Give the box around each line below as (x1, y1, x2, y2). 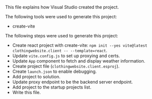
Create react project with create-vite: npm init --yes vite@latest (12, 42, 148, 48)
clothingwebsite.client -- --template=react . (12, 48, 108, 53)
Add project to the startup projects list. (12, 84, 92, 90)
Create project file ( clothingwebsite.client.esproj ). (12, 64, 120, 69)
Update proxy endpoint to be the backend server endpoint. (12, 79, 133, 85)
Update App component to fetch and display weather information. (12, 58, 146, 64)
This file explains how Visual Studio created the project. (5, 4, 119, 10)
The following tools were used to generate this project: (5, 14, 117, 19)
